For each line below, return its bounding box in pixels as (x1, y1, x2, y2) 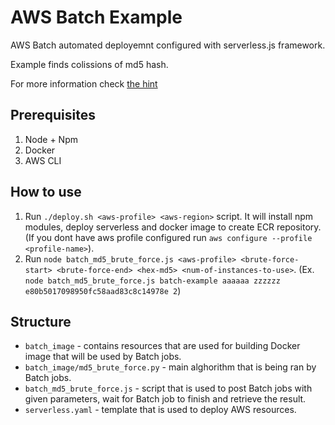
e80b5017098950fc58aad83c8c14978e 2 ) (24, 284, 182, 296)
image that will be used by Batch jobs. (24, 351, 182, 363)
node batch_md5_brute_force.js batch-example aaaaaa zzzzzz (24, 276, 281, 286)
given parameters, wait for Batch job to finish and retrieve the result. (24, 393, 307, 405)
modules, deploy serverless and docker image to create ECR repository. (24, 221, 322, 233)
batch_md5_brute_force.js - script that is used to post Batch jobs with (24, 382, 313, 395)
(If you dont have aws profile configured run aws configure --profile (24, 231, 313, 243)
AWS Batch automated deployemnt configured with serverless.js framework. (10, 39, 326, 51)
